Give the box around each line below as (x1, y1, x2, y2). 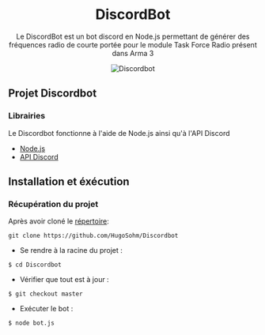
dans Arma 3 (112, 48, 154, 58)
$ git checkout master (8, 290, 83, 298)
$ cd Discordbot (8, 261, 62, 269)
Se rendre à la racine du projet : (19, 246, 123, 255)
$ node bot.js (8, 319, 55, 327)
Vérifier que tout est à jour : (19, 275, 109, 284)
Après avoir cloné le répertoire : (8, 216, 109, 226)
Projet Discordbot (8, 87, 97, 100)
